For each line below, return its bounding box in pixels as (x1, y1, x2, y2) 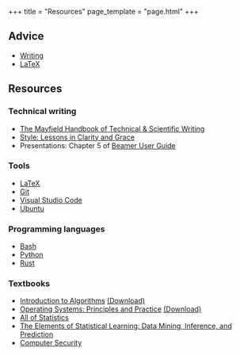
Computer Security (19, 338, 82, 348)
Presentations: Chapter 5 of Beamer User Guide (19, 140, 176, 150)
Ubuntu (19, 204, 45, 213)
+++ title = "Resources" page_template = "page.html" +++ (8, 7, 200, 16)
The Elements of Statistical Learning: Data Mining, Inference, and (19, 321, 232, 331)
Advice (8, 29, 44, 43)
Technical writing (8, 106, 77, 117)
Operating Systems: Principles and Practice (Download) (19, 304, 202, 314)
